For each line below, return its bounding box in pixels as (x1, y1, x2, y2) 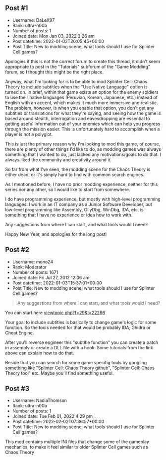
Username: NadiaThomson (12, 397, 67, 403)
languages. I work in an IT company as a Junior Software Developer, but (5, 201, 153, 207)
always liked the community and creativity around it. (5, 156, 111, 163)
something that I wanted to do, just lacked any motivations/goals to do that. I (5, 151, 161, 157)
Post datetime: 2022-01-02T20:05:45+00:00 (12, 38, 105, 44)
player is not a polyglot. (5, 131, 53, 137)
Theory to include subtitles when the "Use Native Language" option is (5, 84, 148, 90)
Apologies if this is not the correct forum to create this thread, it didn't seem (5, 58, 160, 64)
